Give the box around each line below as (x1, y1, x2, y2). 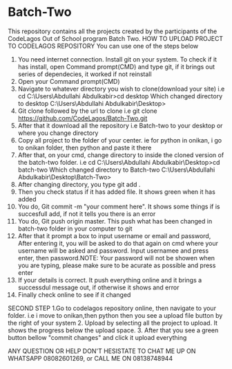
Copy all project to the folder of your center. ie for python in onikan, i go (17, 136, 222, 144)
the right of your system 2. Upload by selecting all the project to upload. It (8, 318, 218, 327)
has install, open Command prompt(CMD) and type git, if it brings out (17, 62, 215, 71)
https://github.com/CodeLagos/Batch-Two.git (17, 114, 148, 122)
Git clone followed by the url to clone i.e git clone (17, 107, 157, 115)
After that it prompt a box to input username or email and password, (17, 231, 211, 240)
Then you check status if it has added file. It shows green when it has (17, 188, 216, 196)
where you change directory (17, 129, 99, 137)
